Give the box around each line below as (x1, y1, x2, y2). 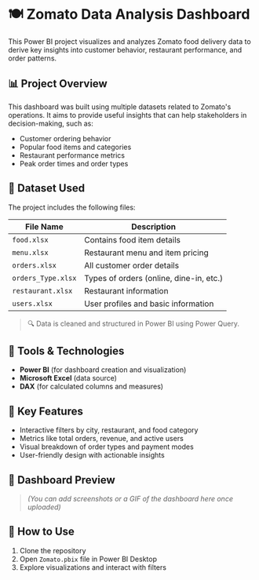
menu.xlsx (12, 248, 49, 257)
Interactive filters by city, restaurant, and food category (19, 425, 199, 435)
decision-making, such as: (8, 119, 94, 128)
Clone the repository (19, 545, 86, 555)
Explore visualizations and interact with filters (19, 562, 167, 572)
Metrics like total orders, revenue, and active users (19, 434, 184, 443)
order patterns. (8, 53, 57, 63)
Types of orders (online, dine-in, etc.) (83, 272, 224, 283)
